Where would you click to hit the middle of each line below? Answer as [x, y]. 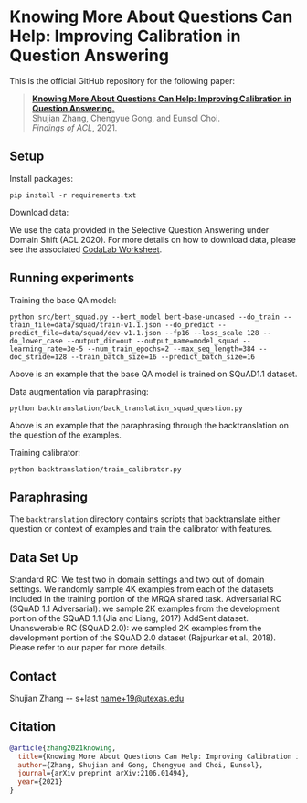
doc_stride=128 [38, 357]
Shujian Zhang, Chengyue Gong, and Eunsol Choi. [126, 118]
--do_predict [190, 325]
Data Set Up [44, 558]
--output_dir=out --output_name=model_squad [153, 341]
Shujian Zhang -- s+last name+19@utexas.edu [97, 698]
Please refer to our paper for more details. [89, 648]
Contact [33, 676]
